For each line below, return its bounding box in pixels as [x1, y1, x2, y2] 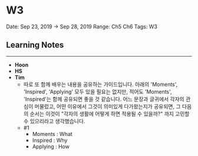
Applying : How [32, 142, 70, 150]
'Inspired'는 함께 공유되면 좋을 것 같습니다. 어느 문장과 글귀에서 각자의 [23, 95, 184, 102]
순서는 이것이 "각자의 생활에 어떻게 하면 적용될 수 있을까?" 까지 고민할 [29, 110, 190, 117]
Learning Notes [6, 40, 64, 50]
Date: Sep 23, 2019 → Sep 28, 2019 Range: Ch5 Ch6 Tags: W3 [6, 23, 158, 30]
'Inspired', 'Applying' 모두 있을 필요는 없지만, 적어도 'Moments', [23, 88, 172, 95]
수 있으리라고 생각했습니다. [23, 117, 85, 124]
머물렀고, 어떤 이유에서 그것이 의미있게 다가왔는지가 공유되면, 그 [34, 102, 181, 109]
